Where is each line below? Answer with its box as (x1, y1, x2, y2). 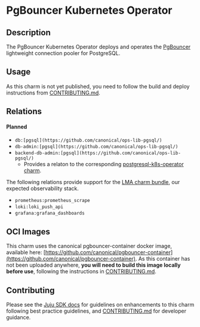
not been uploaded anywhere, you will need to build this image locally (6, 261, 181, 269)
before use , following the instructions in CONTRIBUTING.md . (6, 268, 156, 275)
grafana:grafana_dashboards (14, 210, 85, 216)
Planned (6, 123, 27, 130)
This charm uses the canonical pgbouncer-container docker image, (6, 243, 172, 250)
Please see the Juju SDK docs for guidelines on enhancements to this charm (6, 301, 195, 308)
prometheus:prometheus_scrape (14, 198, 91, 204)
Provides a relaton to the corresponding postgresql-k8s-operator (23, 161, 184, 168)
